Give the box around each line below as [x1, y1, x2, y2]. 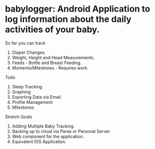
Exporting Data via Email [12, 94, 61, 100]
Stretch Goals [5, 114, 32, 119]
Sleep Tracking [12, 83, 43, 89]
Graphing [12, 89, 31, 95]
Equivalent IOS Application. [12, 138, 67, 144]
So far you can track [5, 40, 46, 46]
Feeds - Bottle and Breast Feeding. [12, 60, 82, 66]
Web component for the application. [12, 133, 84, 139]
